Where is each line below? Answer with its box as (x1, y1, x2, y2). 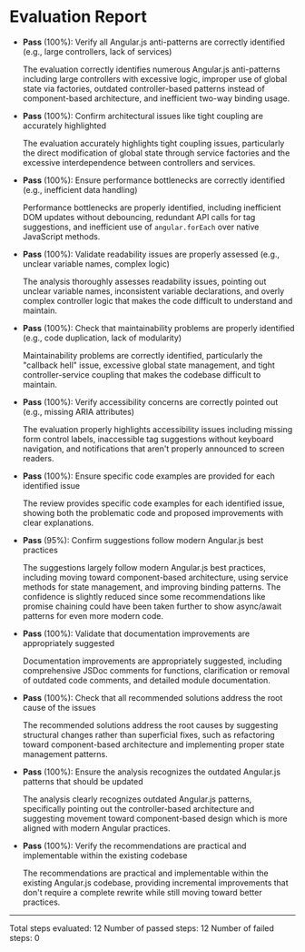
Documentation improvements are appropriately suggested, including (22, 655, 283, 666)
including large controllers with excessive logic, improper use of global (22, 73, 288, 84)
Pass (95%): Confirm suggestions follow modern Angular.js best (22, 534, 264, 545)
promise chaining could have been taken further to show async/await (22, 601, 282, 612)
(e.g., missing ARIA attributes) (22, 406, 134, 417)
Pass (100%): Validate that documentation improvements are (22, 628, 251, 639)
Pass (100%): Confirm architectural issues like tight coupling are (22, 110, 263, 121)
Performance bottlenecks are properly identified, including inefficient (22, 202, 281, 213)
